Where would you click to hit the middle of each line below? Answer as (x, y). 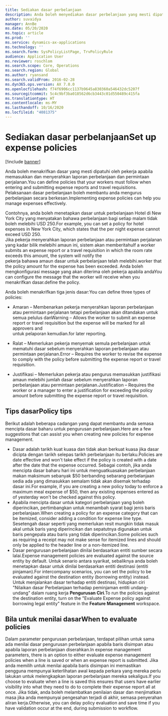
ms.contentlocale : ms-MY (31, 103)
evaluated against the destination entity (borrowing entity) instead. (81, 577)
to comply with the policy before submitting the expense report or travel (86, 359)
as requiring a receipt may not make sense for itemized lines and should (86, 540)
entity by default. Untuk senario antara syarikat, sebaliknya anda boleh (85, 561)
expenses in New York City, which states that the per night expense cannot (82, 229)
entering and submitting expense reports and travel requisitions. (71, 187)
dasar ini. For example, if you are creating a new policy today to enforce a (87, 486)
